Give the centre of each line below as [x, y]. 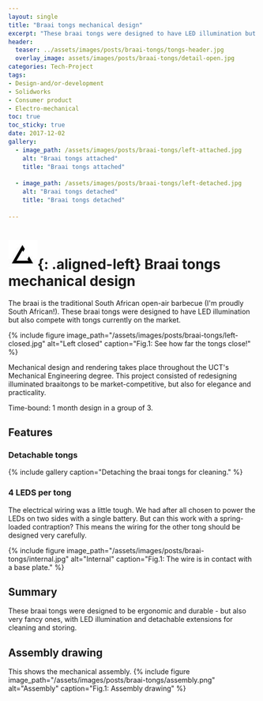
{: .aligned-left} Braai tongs [129, 264]
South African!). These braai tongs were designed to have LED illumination [129, 311]
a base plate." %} [36, 567]
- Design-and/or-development [56, 83]
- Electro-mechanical [44, 108]
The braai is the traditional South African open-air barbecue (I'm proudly [126, 303]
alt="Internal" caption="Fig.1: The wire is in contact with [162, 559]
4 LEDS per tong [40, 492]
